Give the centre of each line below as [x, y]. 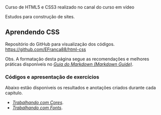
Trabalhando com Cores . [38, 103]
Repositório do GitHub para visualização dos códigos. [60, 44]
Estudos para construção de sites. [40, 17]
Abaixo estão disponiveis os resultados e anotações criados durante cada [80, 88]
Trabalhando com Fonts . [37, 108]
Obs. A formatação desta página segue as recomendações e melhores [77, 59]
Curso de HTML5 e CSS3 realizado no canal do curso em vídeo [70, 7]
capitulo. [14, 93]
